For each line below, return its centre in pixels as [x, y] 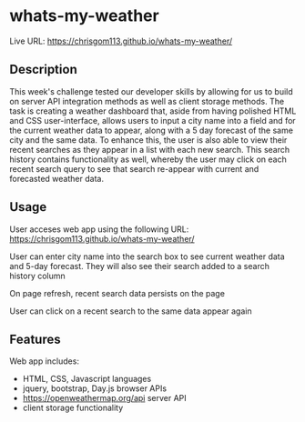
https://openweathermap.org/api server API [104, 398]
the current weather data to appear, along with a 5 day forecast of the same [152, 130]
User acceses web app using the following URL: [99, 229]
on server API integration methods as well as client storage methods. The [147, 101]
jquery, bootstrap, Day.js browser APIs [94, 388]
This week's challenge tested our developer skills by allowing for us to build [151, 91]
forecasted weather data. [57, 178]
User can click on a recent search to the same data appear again [131, 311]
